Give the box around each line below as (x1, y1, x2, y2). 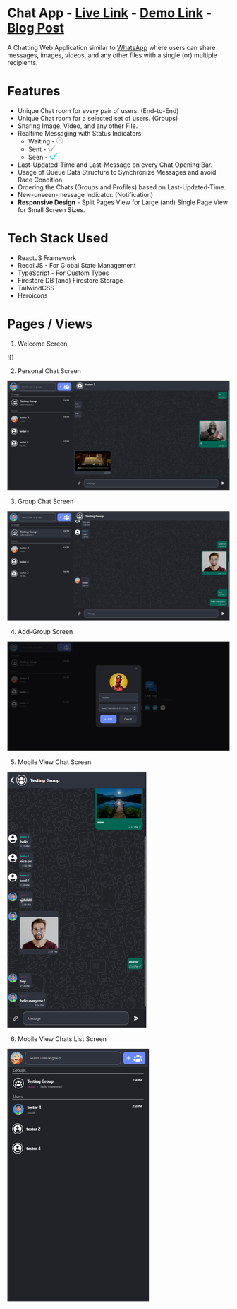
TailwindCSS (17, 283, 55, 292)
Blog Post (7, 20, 65, 36)
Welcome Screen (17, 339, 68, 348)
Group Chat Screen (17, 497, 74, 505)
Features (7, 83, 61, 100)
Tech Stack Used (7, 230, 109, 247)
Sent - (28, 145, 47, 153)
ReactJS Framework (17, 253, 77, 262)
